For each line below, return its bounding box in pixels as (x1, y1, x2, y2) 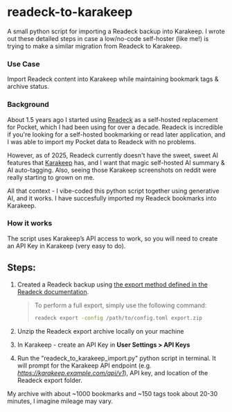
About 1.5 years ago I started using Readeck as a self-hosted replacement (7, 115, 218, 123)
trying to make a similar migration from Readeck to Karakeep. (7, 42, 182, 50)
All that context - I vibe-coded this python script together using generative (7, 187, 220, 195)
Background (7, 100, 50, 110)
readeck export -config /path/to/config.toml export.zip (34, 314, 203, 321)
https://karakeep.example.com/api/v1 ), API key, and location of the (17, 368, 208, 377)
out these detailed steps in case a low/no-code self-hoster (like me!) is (7, 34, 209, 42)
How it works (7, 218, 53, 228)
